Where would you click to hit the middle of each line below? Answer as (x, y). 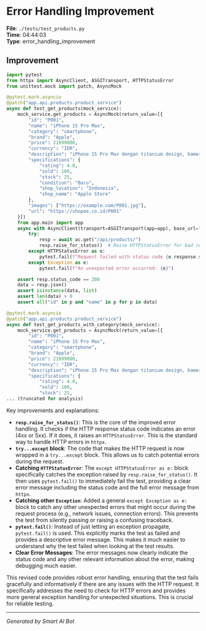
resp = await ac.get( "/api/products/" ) (90, 240)
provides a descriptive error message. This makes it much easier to (100, 539)
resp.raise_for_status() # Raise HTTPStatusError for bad (116, 246)
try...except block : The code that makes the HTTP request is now (100, 448)
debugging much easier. (46, 565)
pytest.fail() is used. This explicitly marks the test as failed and (97, 533)
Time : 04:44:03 (26, 34)
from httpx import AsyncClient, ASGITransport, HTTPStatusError (90, 80)
